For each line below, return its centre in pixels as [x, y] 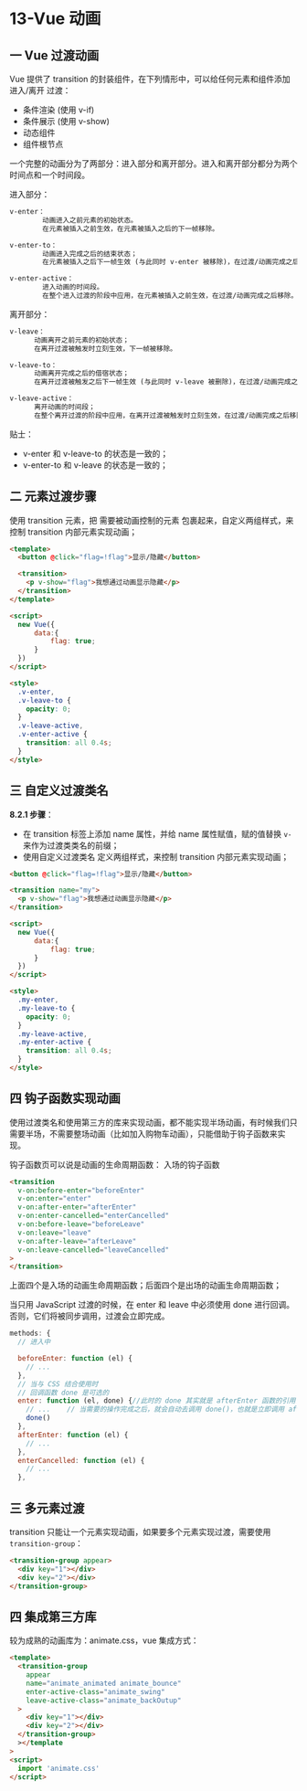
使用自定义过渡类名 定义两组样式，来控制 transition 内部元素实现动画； [156, 856]
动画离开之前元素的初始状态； [81, 340]
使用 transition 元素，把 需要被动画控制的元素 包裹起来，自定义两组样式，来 [152, 520]
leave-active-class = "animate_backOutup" [104, 1701]
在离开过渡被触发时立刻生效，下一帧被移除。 [105, 348]
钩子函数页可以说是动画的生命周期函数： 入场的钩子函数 [115, 1164]
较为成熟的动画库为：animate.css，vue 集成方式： [104, 1640]
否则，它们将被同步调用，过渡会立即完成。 [90, 1316]
